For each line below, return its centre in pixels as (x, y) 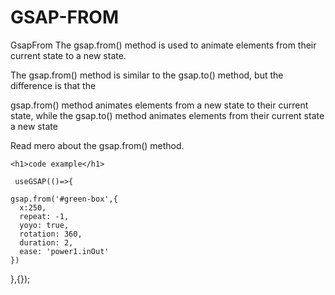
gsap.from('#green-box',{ (64, 199)
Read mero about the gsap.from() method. (97, 145)
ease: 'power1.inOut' (64, 251)
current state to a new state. (68, 55)
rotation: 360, (51, 234)
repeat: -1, (44, 216)
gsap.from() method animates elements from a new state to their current (159, 105)
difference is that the (53, 85)
